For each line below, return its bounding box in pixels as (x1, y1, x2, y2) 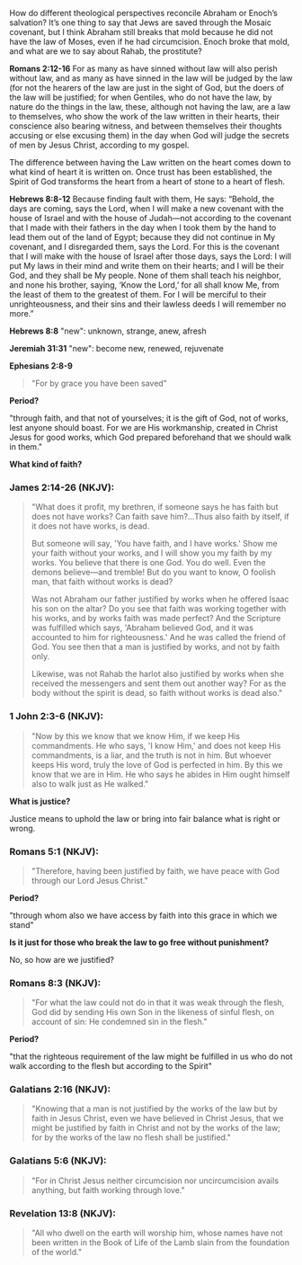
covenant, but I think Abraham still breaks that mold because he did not (9, 27, 273, 37)
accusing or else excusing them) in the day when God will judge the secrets (9, 130, 289, 140)
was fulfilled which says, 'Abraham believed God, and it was (31, 622, 254, 633)
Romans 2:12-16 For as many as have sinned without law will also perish (9, 63, 278, 74)
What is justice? (9, 796, 71, 806)
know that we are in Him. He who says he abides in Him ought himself (31, 769, 290, 779)
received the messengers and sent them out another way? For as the (31, 678, 287, 689)
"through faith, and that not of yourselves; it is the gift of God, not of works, (9, 413, 289, 423)
